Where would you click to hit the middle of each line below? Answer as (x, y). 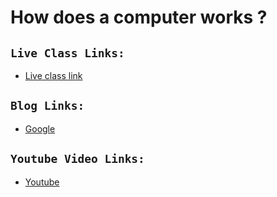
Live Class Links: (67, 53)
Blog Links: (47, 106)
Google (40, 128)
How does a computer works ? (139, 17)
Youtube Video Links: (77, 159)
